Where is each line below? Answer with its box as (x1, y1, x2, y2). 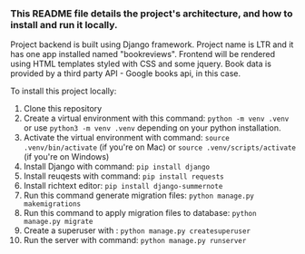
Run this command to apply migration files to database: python (23, 208, 257, 219)
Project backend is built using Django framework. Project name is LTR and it (10, 39, 294, 50)
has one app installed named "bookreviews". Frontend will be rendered (10, 49, 276, 60)
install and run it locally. (10, 18, 118, 31)
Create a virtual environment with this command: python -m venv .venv (23, 112, 290, 124)
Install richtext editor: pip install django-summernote (23, 181, 223, 191)
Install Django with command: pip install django (23, 161, 211, 172)
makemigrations (23, 200, 82, 209)
